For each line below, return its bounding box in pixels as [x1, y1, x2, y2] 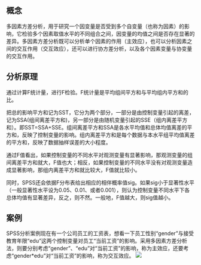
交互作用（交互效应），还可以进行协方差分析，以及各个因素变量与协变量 [16, 45, 193, 52]
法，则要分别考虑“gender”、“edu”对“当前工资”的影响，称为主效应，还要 [6, 245, 184, 252]
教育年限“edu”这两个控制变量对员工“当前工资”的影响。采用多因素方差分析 [6, 238, 187, 245]
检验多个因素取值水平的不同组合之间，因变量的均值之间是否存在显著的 [22, 30, 195, 37]
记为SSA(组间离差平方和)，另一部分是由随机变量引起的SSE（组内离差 [6, 116, 178, 124]
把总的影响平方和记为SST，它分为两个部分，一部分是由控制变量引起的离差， [6, 109, 194, 116]
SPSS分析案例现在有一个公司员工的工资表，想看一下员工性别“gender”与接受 [6, 230, 194, 237]
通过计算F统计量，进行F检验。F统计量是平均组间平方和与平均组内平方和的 [6, 88, 188, 95]
